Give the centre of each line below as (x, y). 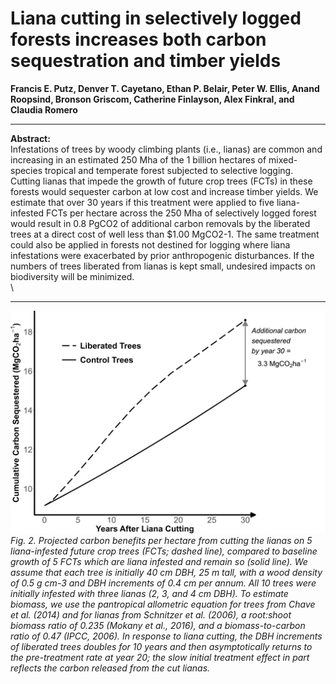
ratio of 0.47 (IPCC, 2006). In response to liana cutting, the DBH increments (166, 636)
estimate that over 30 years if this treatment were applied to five (142, 202)
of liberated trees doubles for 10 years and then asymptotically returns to (161, 647)
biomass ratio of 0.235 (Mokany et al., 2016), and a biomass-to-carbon (158, 626)
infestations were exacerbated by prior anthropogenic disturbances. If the (162, 255)
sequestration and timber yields (146, 61)
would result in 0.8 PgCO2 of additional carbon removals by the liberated (160, 223)
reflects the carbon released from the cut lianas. (110, 668)
